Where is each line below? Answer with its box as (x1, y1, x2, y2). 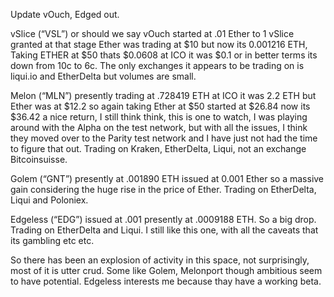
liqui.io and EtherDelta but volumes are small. (10, 70, 197, 82)
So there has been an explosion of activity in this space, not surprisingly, (10, 254, 310, 266)
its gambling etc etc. (10, 235, 95, 246)
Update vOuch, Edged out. (10, 9, 120, 20)
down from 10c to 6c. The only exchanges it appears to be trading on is (10, 60, 305, 71)
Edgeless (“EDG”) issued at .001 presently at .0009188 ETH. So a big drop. (10, 214, 317, 225)
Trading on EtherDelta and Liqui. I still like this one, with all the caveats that (10, 224, 319, 236)
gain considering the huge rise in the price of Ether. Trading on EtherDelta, (10, 184, 317, 195)
